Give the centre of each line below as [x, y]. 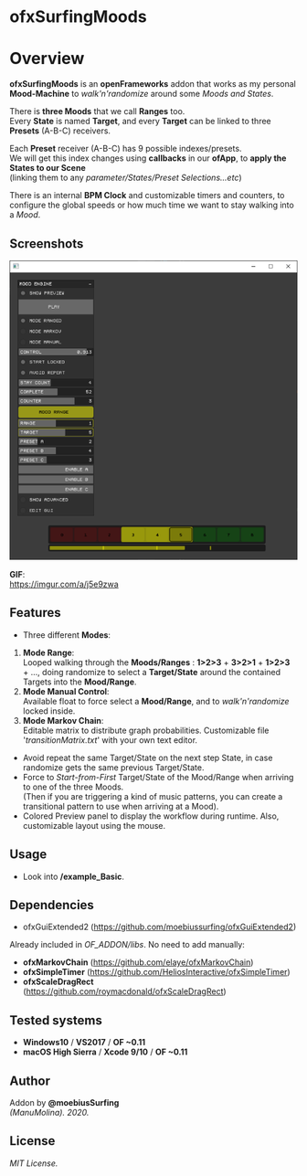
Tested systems [56, 1020]
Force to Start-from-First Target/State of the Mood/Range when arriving [158, 777]
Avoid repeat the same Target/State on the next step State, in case [148, 758]
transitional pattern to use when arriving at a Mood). [121, 806]
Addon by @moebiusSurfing [64, 1103]
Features [35, 613]
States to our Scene [48, 168]
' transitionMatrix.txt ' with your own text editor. [110, 740]
